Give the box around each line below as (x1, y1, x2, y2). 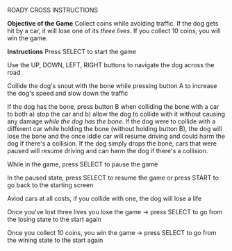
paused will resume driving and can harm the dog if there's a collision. (7, 147, 208, 155)
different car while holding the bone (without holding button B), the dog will (7, 125, 222, 132)
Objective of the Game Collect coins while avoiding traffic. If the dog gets (7, 19, 219, 27)
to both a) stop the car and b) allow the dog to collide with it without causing (7, 110, 226, 118)
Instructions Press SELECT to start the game (7, 48, 137, 55)
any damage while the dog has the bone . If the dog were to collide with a (7, 117, 216, 125)
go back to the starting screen (7, 181, 94, 189)
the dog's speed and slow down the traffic (7, 89, 129, 97)
